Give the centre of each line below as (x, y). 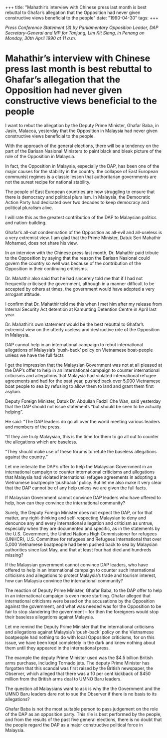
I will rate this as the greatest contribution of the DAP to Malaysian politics (81, 217)
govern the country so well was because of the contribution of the (73, 263)
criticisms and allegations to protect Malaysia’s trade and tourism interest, (81, 575)
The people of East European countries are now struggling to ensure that (80, 192)
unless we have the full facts (34, 355)
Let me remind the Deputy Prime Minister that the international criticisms (80, 626)
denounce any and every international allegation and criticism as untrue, (79, 523)
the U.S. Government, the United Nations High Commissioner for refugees (81, 534)
